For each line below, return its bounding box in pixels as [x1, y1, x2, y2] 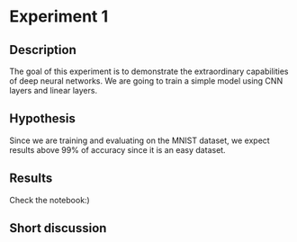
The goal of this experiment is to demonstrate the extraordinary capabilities [9, 66, 289, 76]
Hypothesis [9, 111, 76, 127]
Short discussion [9, 220, 107, 236]
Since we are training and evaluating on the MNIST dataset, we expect [9, 135, 270, 146]
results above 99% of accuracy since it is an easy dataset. [9, 144, 227, 155]
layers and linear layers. [9, 85, 97, 95]
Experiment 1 [9, 6, 109, 27]
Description [9, 42, 76, 58]
